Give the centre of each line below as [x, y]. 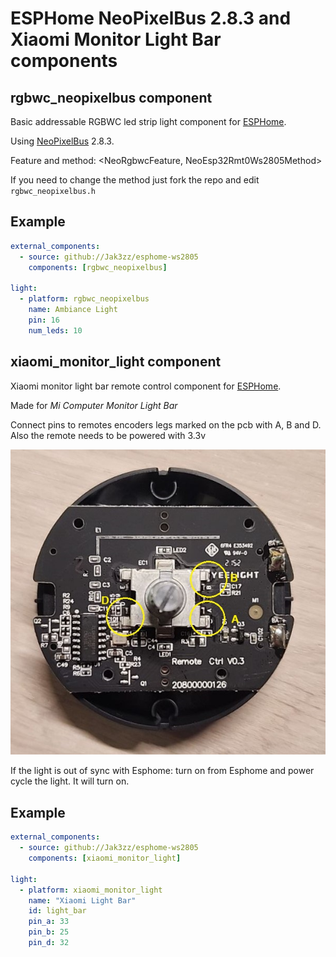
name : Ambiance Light [73, 310]
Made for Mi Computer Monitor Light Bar [94, 405]
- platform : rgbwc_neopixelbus [84, 299]
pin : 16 [44, 320]
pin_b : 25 [49, 932]
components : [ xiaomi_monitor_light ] [105, 858]
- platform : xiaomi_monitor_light [91, 890]
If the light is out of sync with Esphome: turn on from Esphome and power [162, 771]
